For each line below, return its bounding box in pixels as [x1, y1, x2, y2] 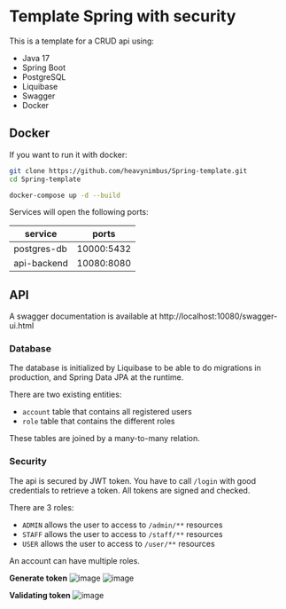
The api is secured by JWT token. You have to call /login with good [9, 475, 257, 486]
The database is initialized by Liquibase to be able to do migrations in [9, 362, 261, 374]
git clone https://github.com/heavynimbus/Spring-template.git [9, 166, 248, 175]
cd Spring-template [9, 175, 81, 184]
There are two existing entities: [9, 389, 122, 400]
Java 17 [21, 52, 50, 63]
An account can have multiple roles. [9, 555, 140, 565]
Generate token [9, 573, 68, 583]
